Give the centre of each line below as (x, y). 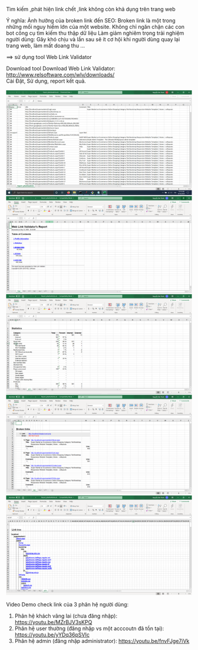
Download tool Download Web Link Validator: (61, 68)
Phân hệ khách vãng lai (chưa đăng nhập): (66, 616)
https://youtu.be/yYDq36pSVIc (52, 635)
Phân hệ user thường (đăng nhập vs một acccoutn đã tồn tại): (89, 628)
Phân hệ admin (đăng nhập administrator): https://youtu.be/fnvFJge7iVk (102, 641)
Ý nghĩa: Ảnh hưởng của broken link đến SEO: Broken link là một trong (91, 20)
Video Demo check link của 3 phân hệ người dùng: (67, 604)
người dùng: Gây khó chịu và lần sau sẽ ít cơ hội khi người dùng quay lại (93, 39)
